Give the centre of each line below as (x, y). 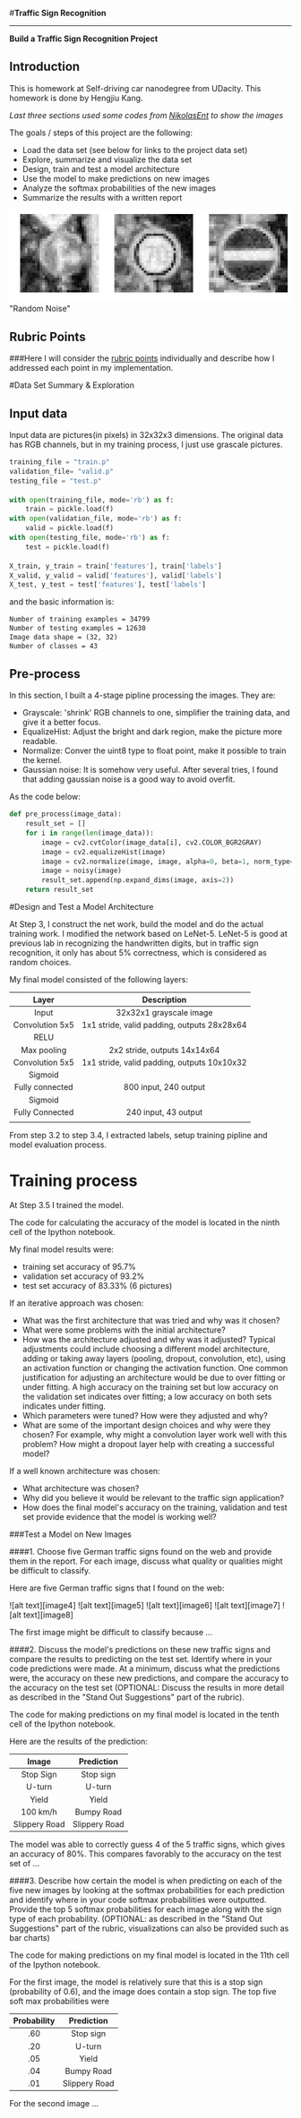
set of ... (25, 1863)
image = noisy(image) (82, 871)
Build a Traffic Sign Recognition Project (84, 39)
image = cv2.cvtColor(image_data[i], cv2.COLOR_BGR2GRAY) (152, 842)
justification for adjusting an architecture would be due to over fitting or (154, 1377)
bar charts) (30, 1937)
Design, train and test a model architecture (101, 168)
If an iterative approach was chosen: (77, 1303)
